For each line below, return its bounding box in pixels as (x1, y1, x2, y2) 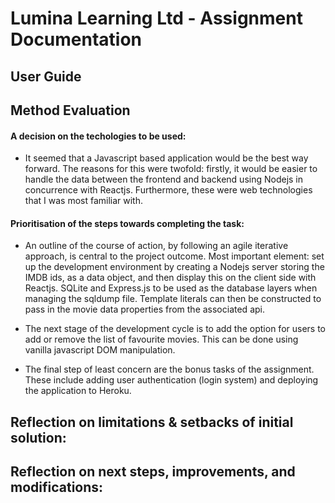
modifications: (10, 479, 104, 496)
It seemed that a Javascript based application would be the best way (24, 152, 309, 164)
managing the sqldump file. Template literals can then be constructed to (24, 293, 322, 305)
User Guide (10, 68, 82, 85)
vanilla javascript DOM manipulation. (24, 344, 176, 356)
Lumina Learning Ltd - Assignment (10, 7, 303, 30)
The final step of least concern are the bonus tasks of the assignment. (24, 363, 315, 376)
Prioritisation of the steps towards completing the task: (10, 217, 245, 229)
